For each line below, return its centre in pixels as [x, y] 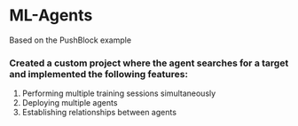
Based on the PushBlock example [70, 40]
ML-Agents [51, 16]
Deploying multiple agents [70, 103]
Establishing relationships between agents [99, 113]
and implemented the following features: [99, 74]
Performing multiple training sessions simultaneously [119, 93]
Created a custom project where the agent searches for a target [149, 63]
